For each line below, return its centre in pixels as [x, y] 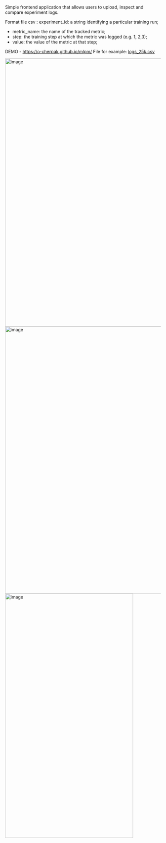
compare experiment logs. [32, 12]
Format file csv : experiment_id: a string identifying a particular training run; [82, 22]
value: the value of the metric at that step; [55, 42]
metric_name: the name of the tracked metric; [59, 31]
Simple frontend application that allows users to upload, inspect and [74, 7]
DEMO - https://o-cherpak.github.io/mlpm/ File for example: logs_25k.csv [80, 52]
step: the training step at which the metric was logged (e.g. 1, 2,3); [80, 37]
